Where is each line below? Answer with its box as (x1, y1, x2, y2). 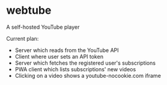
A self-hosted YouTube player (6, 23, 80, 31)
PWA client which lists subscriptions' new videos (14, 65, 136, 72)
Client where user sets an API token (14, 53, 104, 60)
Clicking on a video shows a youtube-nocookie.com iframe (14, 72, 161, 79)
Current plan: (6, 35, 39, 42)
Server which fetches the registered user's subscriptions (14, 59, 156, 66)
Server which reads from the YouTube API (14, 46, 119, 54)
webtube (6, 4, 52, 17)
